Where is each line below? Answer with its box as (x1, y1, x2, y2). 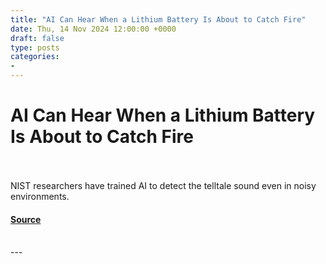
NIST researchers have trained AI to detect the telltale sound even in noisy (10, 179, 317, 191)
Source (10, 213, 42, 225)
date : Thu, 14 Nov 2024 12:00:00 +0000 (10, 24, 177, 34)
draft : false (10, 33, 65, 43)
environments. (10, 190, 70, 202)
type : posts (10, 42, 60, 53)
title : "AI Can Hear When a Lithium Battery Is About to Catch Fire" (10, 14, 307, 25)
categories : (10, 52, 60, 62)
